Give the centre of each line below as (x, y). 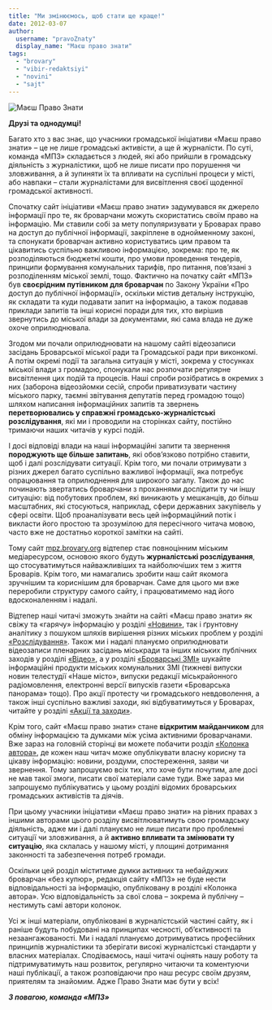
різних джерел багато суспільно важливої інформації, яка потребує (126, 471)
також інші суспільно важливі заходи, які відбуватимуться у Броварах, (132, 702)
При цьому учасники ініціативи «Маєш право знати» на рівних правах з (133, 811)
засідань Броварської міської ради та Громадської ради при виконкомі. (133, 352)
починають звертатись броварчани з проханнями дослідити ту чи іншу (132, 488)
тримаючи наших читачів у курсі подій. (76, 430)
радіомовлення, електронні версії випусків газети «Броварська (119, 684)
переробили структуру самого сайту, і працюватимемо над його (121, 591)
